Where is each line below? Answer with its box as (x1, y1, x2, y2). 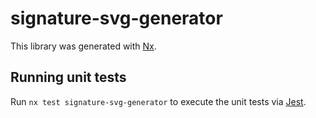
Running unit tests (10, 69, 127, 86)
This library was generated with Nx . (10, 40, 157, 52)
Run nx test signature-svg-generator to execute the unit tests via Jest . (10, 95, 307, 107)
